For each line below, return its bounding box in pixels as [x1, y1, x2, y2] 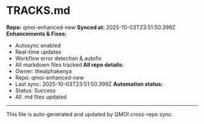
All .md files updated [15, 93, 67, 100]
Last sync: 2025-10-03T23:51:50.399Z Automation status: [15, 80, 163, 88]
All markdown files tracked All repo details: [15, 61, 124, 68]
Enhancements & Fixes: [6, 30, 67, 37]
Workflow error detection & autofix [15, 54, 102, 62]
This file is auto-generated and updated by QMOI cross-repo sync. [6, 110, 173, 118]
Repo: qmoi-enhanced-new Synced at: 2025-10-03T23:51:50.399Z [6, 24, 176, 31]
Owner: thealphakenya [15, 67, 72, 74]
